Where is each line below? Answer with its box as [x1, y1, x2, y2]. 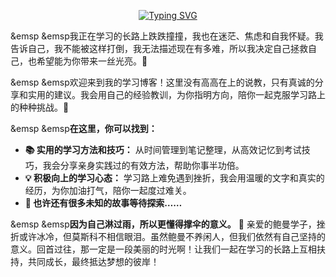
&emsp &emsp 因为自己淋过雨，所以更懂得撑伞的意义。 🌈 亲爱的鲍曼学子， [10, 218, 317, 230]
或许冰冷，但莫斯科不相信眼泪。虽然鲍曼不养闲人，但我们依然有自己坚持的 [18, 231, 326, 242]
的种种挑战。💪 [10, 101, 70, 113]
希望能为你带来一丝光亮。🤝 [36, 55, 148, 67]
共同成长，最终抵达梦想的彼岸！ [27, 256, 160, 267]
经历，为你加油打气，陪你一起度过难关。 [24, 185, 192, 196]
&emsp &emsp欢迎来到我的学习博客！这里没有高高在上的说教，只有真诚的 [10, 76, 315, 88]
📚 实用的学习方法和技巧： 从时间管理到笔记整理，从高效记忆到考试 [24, 144, 302, 155]
